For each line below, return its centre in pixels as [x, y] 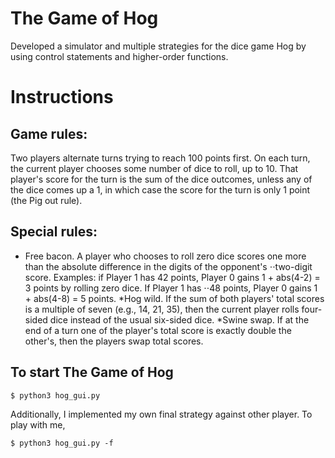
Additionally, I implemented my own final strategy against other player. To [161, 414]
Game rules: [49, 133]
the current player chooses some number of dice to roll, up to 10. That [154, 168]
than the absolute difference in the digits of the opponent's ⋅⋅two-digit [168, 266]
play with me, [38, 424]
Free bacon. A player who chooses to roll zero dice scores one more [165, 256]
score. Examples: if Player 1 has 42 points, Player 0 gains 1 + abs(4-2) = [172, 277]
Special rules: [54, 232]
